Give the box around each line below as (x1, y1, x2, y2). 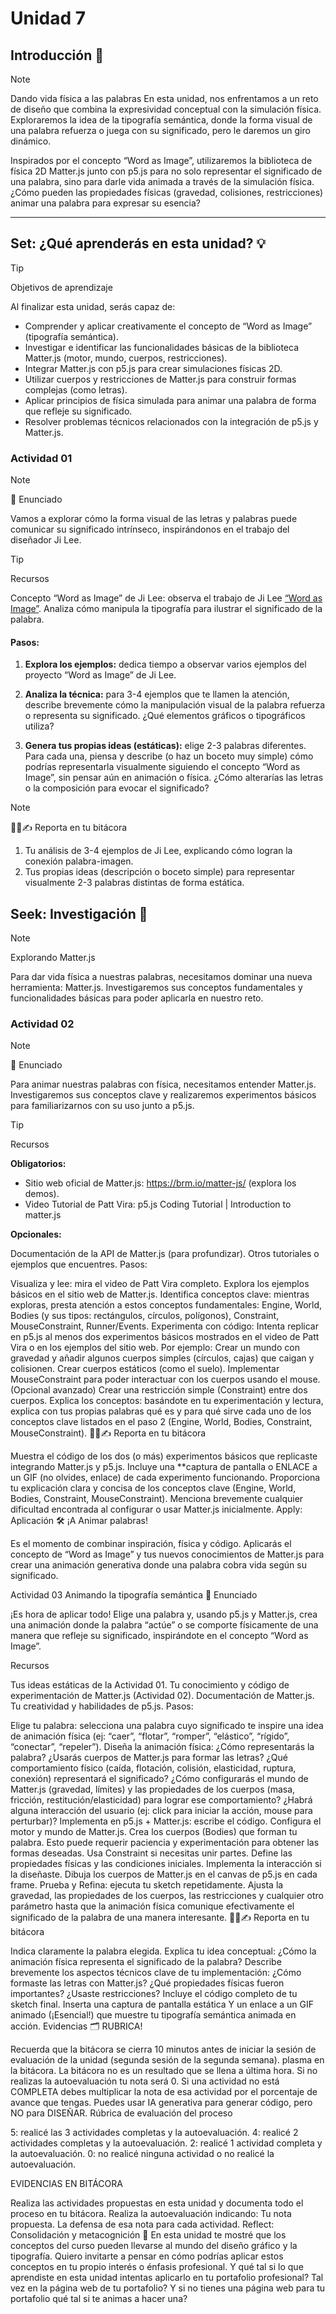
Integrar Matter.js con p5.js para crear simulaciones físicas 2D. (24, 362, 283, 374)
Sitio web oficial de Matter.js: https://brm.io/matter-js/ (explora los (24, 1177, 297, 1189)
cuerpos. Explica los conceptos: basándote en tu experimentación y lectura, (10, 1395, 324, 1407)
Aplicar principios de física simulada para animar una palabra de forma (24, 394, 317, 406)
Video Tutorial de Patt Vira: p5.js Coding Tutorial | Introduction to (24, 1198, 292, 1211)
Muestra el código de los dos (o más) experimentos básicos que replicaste (10, 1450, 318, 1462)
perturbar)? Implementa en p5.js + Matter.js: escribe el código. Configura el (10, 1815, 322, 1827)
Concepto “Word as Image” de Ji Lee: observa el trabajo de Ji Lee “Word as (10, 592, 323, 604)
